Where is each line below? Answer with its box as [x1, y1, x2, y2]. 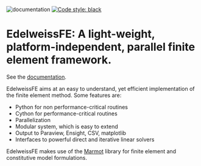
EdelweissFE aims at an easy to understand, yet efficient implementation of [6, 85, 195, 92]
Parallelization [15, 116, 51, 123]
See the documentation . [6, 73, 67, 81]
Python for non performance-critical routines [15, 103, 128, 110]
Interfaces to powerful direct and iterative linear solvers [15, 135, 155, 143]
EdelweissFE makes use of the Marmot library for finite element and [6, 147, 177, 155]
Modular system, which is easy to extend [15, 123, 119, 130]
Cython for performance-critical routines [15, 110, 118, 117]
